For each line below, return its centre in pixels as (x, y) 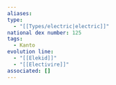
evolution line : (30, 52)
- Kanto (25, 45)
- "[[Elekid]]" (35, 58)
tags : (15, 39)
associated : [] (29, 71)
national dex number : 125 (44, 33)
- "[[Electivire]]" (41, 64)
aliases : (20, 13)
